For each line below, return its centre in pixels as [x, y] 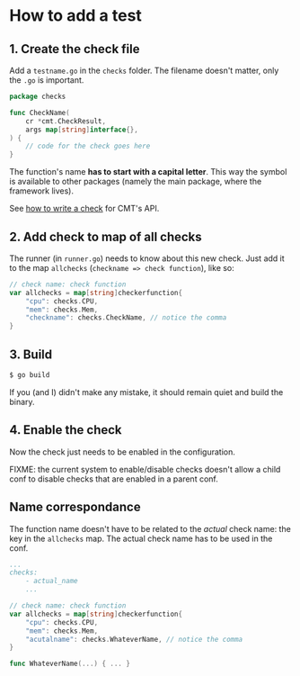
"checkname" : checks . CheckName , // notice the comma [126, 318]
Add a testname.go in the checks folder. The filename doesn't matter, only [144, 70]
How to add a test [75, 16]
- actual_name [52, 581]
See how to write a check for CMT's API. [84, 209]
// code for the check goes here [88, 146]
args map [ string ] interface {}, [82, 130]
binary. [22, 401]
